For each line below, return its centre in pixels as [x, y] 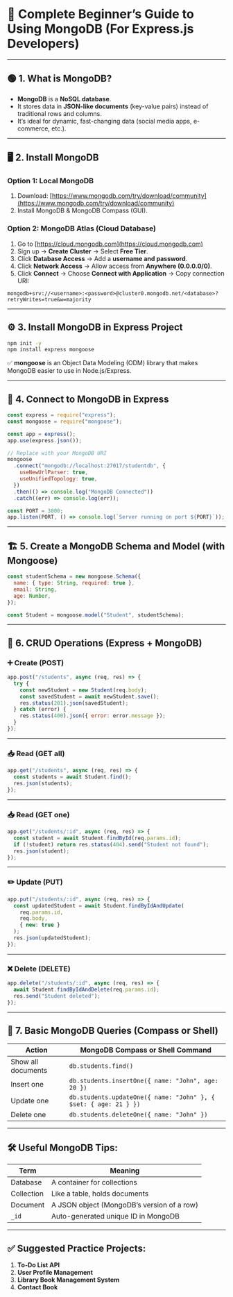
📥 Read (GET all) [36, 753]
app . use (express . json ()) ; [44, 440]
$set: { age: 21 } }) [105, 1104]
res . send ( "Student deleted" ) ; [57, 996]
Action [37, 1050]
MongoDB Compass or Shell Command [146, 1050]
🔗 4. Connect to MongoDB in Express [88, 399]
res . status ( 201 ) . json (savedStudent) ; [74, 703]
